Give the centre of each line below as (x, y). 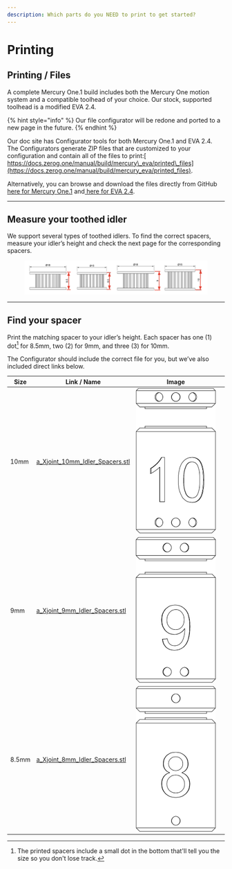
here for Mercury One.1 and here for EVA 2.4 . (71, 191)
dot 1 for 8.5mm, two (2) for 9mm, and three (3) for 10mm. (88, 345)
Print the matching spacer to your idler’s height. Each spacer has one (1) (110, 337)
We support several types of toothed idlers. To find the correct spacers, (109, 236)
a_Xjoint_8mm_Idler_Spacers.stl (81, 760)
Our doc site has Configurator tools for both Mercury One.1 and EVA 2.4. (110, 141)
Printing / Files (39, 75)
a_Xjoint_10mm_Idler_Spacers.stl (83, 462)
